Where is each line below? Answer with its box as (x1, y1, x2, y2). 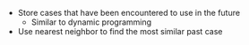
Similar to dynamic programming (30, 17, 152, 27)
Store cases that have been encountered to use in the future (17, 8, 240, 18)
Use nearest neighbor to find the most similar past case (17, 26, 223, 36)
